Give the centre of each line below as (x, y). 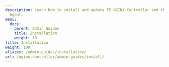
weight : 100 (18, 47)
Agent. (17, 15)
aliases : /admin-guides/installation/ (46, 52)
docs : (16, 24)
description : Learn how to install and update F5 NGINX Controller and (82, 10)
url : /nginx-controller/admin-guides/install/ (55, 57)
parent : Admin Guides (37, 29)
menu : (11, 19)
